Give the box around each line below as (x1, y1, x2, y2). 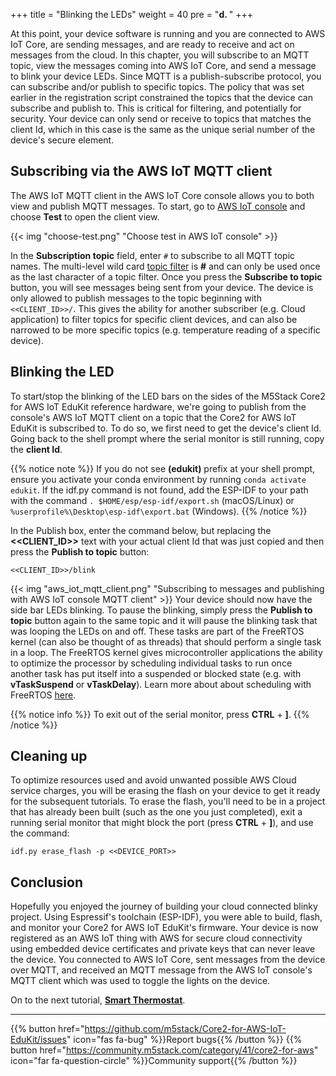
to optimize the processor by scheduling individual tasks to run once (10, 657, 293, 669)
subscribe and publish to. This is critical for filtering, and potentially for (10, 102, 302, 114)
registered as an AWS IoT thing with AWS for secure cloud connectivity (10, 932, 303, 944)
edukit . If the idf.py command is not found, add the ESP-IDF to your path (10, 484, 309, 496)
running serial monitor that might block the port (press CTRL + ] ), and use (10, 817, 314, 829)
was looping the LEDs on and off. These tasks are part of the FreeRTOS (10, 625, 305, 637)
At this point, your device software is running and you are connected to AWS (10, 28, 326, 39)
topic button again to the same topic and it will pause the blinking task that (10, 614, 318, 626)
